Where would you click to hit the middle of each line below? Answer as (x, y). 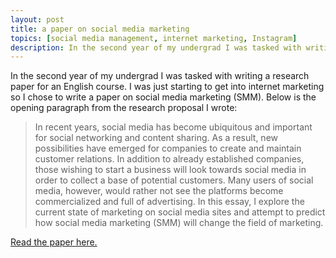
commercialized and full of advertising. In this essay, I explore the (169, 202)
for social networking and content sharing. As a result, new (156, 138)
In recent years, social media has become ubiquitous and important (173, 127)
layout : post (37, 19)
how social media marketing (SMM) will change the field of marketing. (179, 223)
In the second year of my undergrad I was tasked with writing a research (160, 76)
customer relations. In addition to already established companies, (169, 159)
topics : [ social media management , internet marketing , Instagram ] (154, 38)
